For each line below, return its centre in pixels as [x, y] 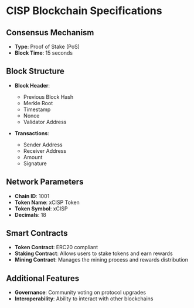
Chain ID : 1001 [32, 196]
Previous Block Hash [48, 97]
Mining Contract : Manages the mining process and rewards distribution [101, 260]
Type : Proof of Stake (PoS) [47, 46]
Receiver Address [45, 150]
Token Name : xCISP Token [47, 202]
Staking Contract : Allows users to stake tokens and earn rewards [93, 253]
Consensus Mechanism [50, 33]
